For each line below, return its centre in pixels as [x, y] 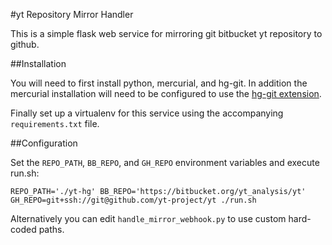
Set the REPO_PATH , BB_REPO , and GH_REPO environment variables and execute [165, 162]
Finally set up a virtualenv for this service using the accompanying [147, 113]
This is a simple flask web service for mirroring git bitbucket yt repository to [166, 33]
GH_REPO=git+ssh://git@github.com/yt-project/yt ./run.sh [133, 200]
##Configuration [44, 143]
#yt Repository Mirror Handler [72, 14]
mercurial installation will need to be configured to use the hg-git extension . [166, 93]
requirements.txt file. [55, 123]
